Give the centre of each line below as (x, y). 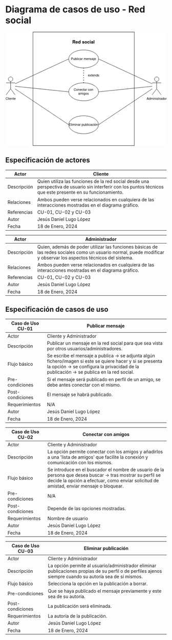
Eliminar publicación (106, 548)
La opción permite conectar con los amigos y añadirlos (105, 451)
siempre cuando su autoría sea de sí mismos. (95, 577)
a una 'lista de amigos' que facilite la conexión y (98, 457)
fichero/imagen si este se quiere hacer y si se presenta (105, 361)
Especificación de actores (48, 160)
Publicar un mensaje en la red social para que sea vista (105, 343)
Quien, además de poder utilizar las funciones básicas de (98, 247)
